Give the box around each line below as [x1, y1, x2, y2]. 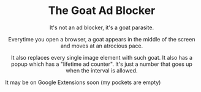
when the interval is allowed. [66, 66, 138, 74]
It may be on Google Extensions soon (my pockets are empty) [5, 79, 161, 86]
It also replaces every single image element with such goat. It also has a [10, 54, 193, 61]
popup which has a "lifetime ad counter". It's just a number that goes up [10, 60, 193, 68]
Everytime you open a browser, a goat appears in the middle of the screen [8, 35, 195, 43]
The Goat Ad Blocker [48, 4, 156, 18]
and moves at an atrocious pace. [60, 42, 143, 49]
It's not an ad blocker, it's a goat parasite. [50, 24, 154, 31]
